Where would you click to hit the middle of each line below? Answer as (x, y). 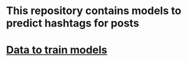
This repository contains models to (94, 11)
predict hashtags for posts (73, 23)
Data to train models (57, 50)
